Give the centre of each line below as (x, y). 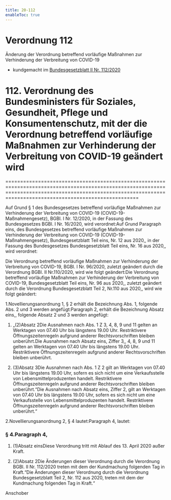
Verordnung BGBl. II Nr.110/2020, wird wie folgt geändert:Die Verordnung (82, 272)
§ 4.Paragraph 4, (26, 435)
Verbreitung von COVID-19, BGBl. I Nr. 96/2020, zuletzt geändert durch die (84, 267)
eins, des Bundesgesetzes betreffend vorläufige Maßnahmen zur (74, 230)
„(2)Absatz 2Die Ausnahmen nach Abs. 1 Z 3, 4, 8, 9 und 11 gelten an (85, 325)
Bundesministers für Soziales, (71, 101)
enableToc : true (23, 15)
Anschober (17, 493)
